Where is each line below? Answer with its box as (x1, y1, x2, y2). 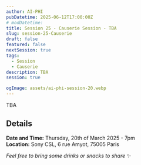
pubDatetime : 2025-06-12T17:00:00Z (6, 14, 93, 20)
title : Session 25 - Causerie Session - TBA (6, 25, 117, 31)
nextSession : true (6, 47, 51, 53)
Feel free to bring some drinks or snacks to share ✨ (6, 152, 131, 159)
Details (6, 119, 32, 129)
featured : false (6, 42, 46, 48)
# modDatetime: (6, 20, 43, 25)
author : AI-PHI (6, 8, 43, 15)
